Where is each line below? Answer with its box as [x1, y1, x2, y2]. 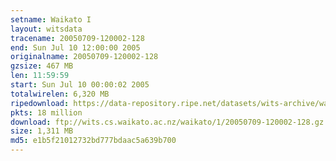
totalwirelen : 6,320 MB [10, 89, 110, 99]
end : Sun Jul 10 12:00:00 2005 [10, 42, 141, 53]
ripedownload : [10, 98, 70, 108]
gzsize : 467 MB [10, 61, 74, 71]
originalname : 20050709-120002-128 [10, 52, 159, 62]
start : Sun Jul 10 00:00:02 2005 [10, 80, 150, 90]
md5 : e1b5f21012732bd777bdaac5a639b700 [10, 136, 177, 146]
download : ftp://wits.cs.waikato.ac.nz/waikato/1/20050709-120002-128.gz [10, 117, 325, 127]
